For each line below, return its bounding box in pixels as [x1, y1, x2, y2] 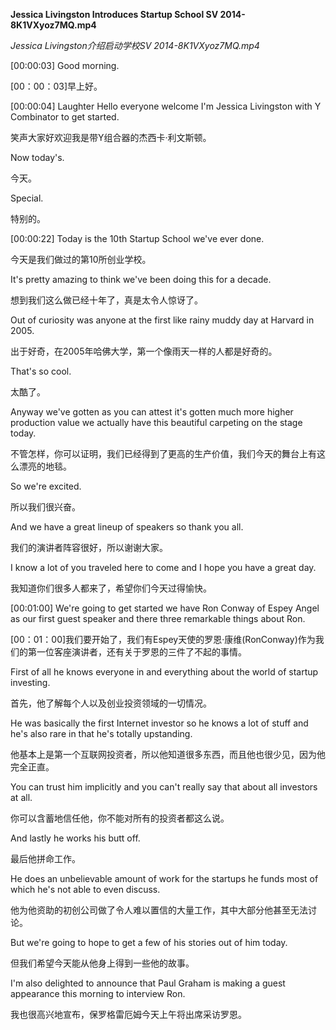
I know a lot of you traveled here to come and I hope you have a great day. [10, 562, 317, 573]
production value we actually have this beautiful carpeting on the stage [10, 417, 303, 428]
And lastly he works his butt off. [10, 832, 141, 844]
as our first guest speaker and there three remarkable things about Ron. [10, 613, 306, 624]
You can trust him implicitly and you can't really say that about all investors [10, 781, 318, 793]
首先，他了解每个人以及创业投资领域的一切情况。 [10, 697, 212, 709]
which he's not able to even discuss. [10, 884, 161, 895]
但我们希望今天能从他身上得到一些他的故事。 [10, 957, 195, 969]
